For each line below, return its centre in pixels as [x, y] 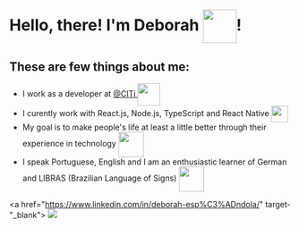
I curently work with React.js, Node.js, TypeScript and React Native [146, 113]
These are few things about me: [99, 67]
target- [278, 204]
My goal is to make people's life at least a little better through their [144, 127]
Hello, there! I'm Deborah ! [126, 25]
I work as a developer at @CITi [79, 93]
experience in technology [69, 144]
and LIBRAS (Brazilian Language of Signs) [99, 178]
